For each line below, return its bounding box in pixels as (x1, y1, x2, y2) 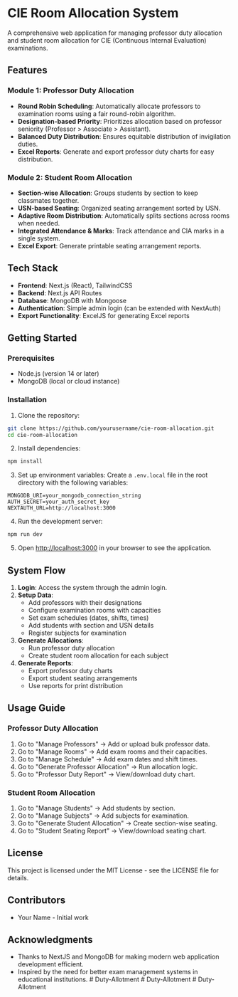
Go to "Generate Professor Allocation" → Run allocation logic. (17, 762, 198, 771)
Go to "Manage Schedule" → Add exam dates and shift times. (17, 754, 198, 763)
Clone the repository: (17, 411, 80, 419)
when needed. (17, 218, 60, 227)
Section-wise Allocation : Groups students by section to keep (17, 189, 199, 197)
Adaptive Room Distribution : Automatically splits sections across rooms (17, 211, 229, 220)
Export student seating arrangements (28, 674, 138, 682)
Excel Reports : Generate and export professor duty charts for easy (17, 147, 215, 156)
